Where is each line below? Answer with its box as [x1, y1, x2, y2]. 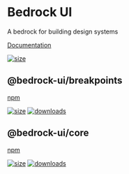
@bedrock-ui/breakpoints [7, 75, 123, 87]
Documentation [7, 41, 52, 49]
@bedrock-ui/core [7, 127, 89, 139]
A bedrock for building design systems [7, 27, 119, 36]
